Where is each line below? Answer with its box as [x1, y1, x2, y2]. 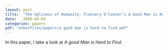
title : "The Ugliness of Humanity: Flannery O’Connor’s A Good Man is [5, 12, 157, 17]
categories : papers [5, 21, 46, 26]
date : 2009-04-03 [5, 16, 46, 21]
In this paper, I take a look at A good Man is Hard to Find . [5, 39, 122, 45]
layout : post [5, 7, 32, 12]
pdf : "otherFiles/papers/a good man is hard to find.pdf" [5, 26, 128, 31]
